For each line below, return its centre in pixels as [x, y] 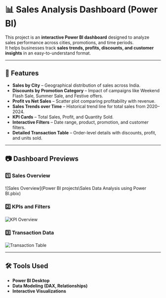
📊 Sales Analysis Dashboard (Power [82, 10]
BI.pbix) [13, 193]
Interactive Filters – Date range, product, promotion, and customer [81, 122]
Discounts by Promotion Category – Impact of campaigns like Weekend [86, 90]
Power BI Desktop [31, 280]
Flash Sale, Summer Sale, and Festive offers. [58, 96]
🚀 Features [22, 73]
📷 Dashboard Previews [42, 159]
